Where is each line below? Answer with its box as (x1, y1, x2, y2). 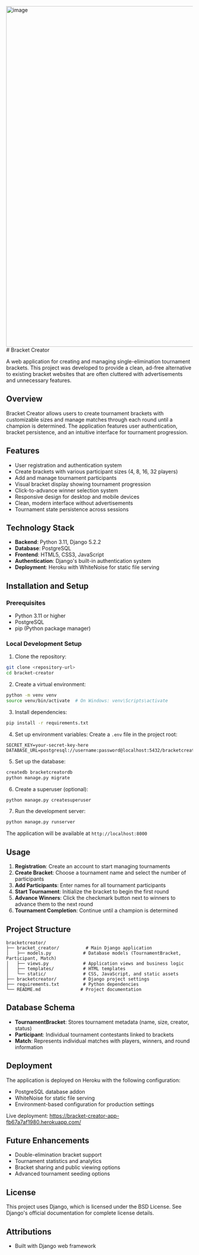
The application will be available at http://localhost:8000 (6, 830, 147, 837)
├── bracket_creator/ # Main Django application (6, 945, 152, 951)
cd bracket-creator (6, 670, 54, 676)
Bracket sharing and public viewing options (14, 1164, 120, 1171)
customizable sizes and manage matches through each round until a (6, 416, 173, 423)
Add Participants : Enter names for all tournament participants (14, 882, 166, 889)
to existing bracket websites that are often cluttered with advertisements (6, 371, 183, 377)
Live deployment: (6, 1112, 49, 1119)
